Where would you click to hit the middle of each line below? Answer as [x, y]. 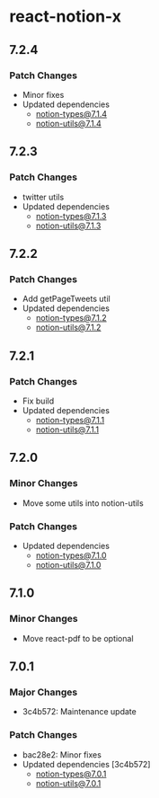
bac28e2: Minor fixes [62, 754]
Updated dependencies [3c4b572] [86, 764]
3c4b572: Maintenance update [79, 712]
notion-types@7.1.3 [71, 216]
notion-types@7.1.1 [70, 420]
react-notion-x [66, 17]
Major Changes [44, 692]
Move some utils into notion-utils [83, 503]
